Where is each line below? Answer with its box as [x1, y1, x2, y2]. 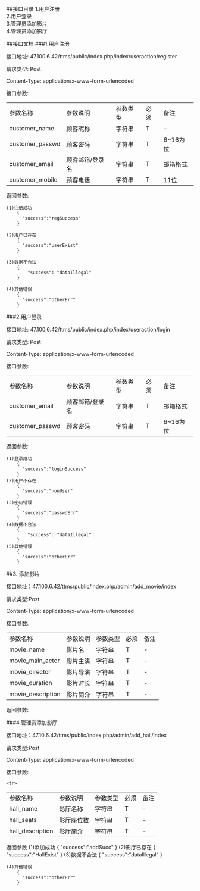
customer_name [9, 124, 55, 132]
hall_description [9, 827, 54, 835]
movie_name [9, 645, 45, 654]
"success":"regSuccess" [21, 215, 82, 221]
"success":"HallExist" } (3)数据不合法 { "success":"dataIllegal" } [6, 851, 162, 858]
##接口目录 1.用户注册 [6, 5, 60, 12]
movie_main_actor [9, 656, 60, 665]
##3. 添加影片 [6, 570, 40, 577]
